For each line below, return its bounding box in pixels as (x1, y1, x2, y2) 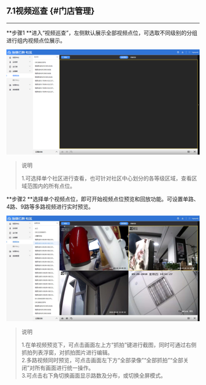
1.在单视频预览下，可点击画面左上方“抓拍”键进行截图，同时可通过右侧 (21, 341, 197, 349)
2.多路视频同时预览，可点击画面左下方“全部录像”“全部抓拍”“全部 (21, 357, 184, 364)
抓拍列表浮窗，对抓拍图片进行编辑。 (21, 349, 113, 356)
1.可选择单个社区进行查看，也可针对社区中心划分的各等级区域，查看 (21, 174, 192, 182)
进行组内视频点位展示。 (6, 36, 66, 44)
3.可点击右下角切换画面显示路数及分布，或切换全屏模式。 (21, 372, 167, 379)
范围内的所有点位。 (26, 182, 75, 190)
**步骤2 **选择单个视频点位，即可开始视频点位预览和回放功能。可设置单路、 (6, 195, 199, 203)
